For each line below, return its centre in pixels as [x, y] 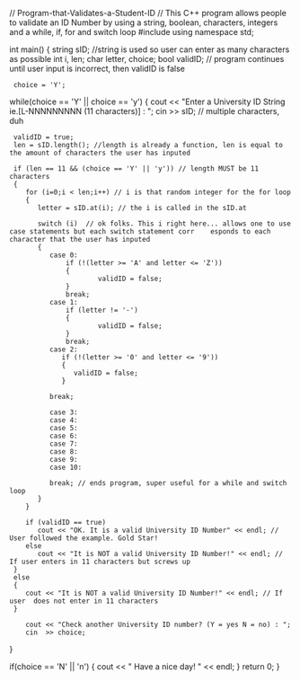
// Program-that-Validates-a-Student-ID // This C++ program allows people [148, 13]
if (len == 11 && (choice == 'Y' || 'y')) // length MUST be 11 [136, 169]
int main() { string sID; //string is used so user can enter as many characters [150, 49]
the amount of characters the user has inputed [100, 153]
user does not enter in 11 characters [84, 601]
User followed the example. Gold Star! [84, 538]
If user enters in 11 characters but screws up [100, 562]
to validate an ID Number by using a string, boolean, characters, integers [144, 22]
